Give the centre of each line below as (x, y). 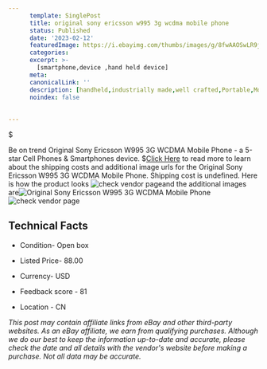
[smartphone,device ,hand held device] (103, 68)
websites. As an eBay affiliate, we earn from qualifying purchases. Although (133, 331)
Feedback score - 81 (53, 291)
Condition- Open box (54, 245)
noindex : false (54, 97)
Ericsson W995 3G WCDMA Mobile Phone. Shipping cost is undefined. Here (133, 175)
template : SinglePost (65, 16)
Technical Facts (48, 226)
